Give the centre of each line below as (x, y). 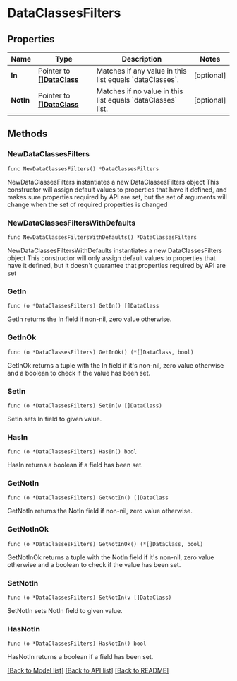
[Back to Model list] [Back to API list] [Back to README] (88, 670)
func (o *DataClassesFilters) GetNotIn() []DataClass (88, 498)
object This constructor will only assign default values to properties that (112, 258)
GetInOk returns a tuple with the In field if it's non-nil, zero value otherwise (116, 365)
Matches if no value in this (140, 91)
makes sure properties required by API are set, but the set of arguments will (117, 197)
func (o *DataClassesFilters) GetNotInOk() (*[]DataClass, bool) (105, 544)
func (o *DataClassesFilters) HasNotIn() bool (77, 644)
